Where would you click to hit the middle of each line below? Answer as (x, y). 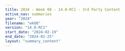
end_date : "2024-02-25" (30, 37)
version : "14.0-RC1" (26, 28)
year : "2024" (19, 18)
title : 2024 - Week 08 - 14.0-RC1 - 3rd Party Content (63, 9)
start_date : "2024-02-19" (32, 32)
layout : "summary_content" (33, 41)
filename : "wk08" (23, 23)
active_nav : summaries (28, 14)
